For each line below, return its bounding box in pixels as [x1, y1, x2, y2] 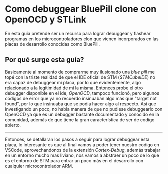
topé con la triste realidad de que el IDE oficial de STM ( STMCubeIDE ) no [5, 74, 156, 80]
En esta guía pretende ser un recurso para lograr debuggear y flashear [5, 30, 151, 36]
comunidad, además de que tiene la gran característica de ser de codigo [5, 116, 155, 123]
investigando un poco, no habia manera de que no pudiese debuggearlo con [5, 106, 163, 112]
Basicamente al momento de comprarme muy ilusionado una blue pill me [5, 69, 155, 75]
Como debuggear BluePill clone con [5, 3, 157, 15]
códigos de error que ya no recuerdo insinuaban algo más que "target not [5, 95, 157, 101]
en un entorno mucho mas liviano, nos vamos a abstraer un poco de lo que [5, 152, 159, 158]
